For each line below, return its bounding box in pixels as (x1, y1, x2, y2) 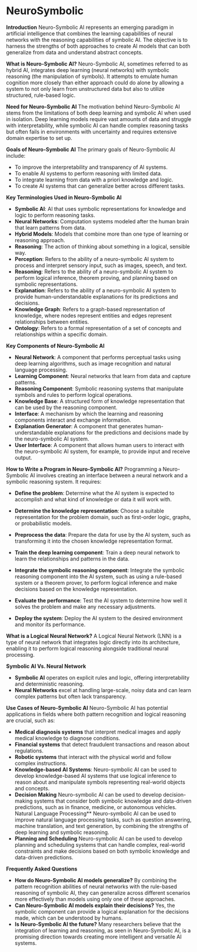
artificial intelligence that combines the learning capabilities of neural (6, 30, 173, 37)
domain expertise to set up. (6, 134, 72, 141)
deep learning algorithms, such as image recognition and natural (14, 360, 172, 367)
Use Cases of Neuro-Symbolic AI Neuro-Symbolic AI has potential (6, 704, 169, 711)
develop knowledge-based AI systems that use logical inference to (14, 772, 177, 779)
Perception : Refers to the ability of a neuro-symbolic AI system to (14, 255, 175, 262)
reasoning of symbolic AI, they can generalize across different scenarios (14, 889, 191, 896)
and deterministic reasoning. (14, 680, 84, 687)
